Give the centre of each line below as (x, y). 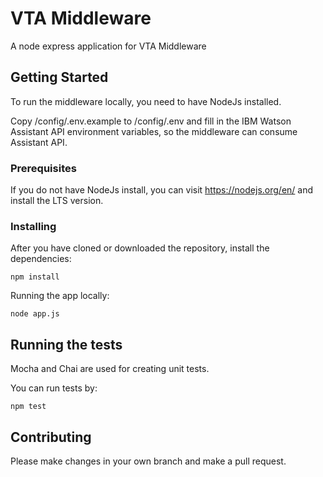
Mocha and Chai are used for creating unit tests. (110, 369)
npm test (28, 407)
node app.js (35, 314)
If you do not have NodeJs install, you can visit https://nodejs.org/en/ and (162, 190)
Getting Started (59, 77)
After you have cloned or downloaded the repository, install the (140, 248)
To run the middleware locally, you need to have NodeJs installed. (146, 101)
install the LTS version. (57, 201)
